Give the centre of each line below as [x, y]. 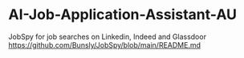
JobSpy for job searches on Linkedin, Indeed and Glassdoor [108, 37]
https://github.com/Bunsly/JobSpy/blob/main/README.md [105, 44]
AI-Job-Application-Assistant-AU [123, 15]
